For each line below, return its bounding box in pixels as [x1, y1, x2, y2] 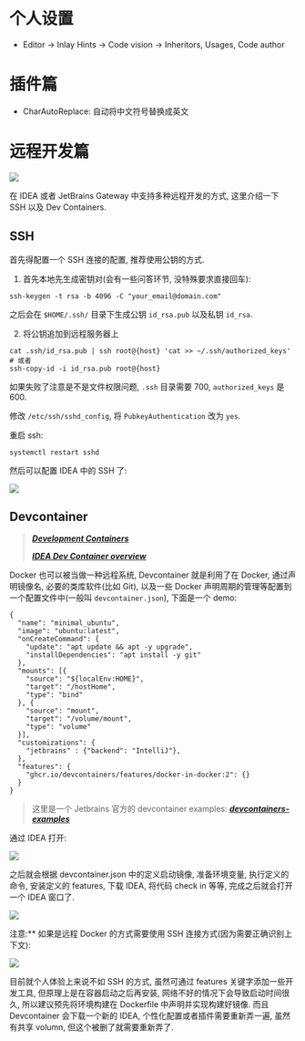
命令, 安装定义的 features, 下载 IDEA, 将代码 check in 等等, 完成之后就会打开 [9, 880, 293, 891]
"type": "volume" [25, 723, 92, 732]
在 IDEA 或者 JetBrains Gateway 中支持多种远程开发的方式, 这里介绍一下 [9, 190, 280, 201]
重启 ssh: [9, 430, 44, 441]
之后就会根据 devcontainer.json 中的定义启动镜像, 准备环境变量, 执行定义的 [9, 869, 290, 880]
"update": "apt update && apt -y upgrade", [25, 642, 194, 652]
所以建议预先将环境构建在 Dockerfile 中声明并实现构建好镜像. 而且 [21, 999, 269, 1010]
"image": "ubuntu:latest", [17, 627, 120, 636]
